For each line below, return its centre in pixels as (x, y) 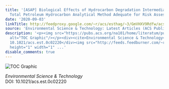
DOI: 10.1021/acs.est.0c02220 (36, 81)
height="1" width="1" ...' (38, 47)
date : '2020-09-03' (26, 19)
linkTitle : (17, 24)
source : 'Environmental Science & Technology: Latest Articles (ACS (78, 29)
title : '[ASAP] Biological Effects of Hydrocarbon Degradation (73, 10)
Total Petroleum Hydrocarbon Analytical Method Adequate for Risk (81, 15)
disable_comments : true (30, 52)
